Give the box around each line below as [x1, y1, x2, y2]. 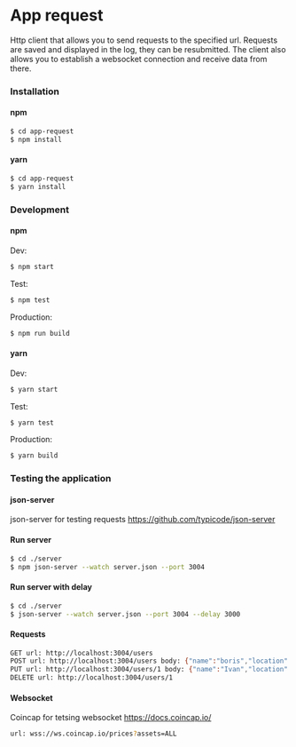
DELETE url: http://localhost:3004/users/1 [10, 673, 174, 682]
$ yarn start [10, 385, 58, 393]
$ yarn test [10, 418, 54, 427]
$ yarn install [10, 182, 66, 191]
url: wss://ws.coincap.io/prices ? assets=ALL [10, 729, 177, 738]
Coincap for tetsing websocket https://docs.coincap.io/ [10, 712, 212, 723]
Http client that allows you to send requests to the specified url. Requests [10, 35, 278, 45]
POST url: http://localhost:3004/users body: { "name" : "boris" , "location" [10, 656, 289, 666]
